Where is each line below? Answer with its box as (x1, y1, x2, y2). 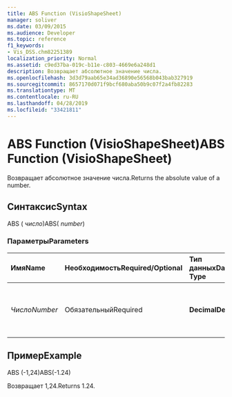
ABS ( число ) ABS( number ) (7, 219, 85, 228)
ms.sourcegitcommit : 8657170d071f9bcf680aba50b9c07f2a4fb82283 (7, 81, 193, 88)
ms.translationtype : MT (7, 87, 76, 94)
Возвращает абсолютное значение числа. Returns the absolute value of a (7, 173, 220, 182)
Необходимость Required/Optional (64, 263, 183, 273)
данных (188, 263, 216, 273)
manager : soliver (7, 17, 57, 23)
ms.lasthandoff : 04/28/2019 (7, 100, 88, 107)
